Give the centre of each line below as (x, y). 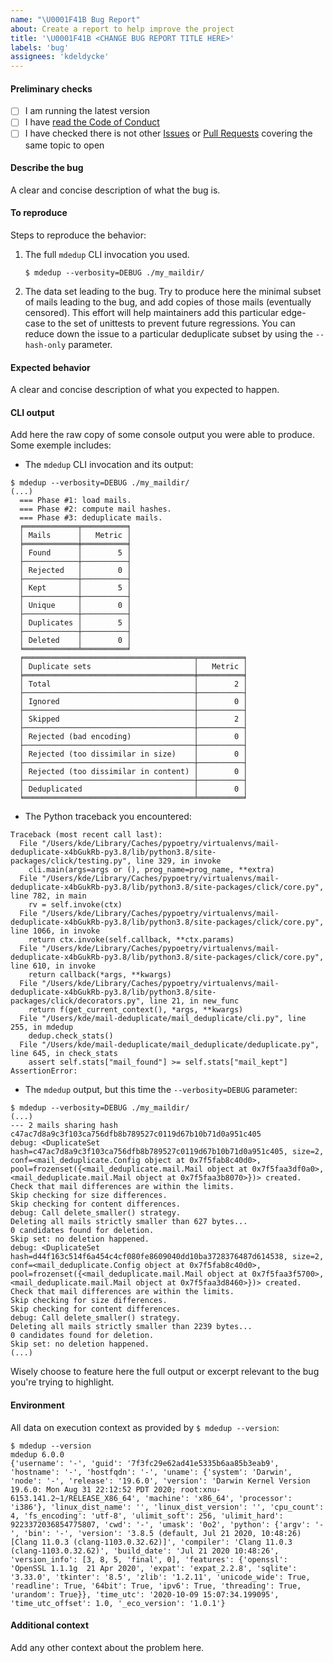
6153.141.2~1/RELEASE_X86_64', (75, 1498)
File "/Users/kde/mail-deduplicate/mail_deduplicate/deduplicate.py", (169, 1045)
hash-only (45, 345)
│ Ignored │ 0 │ (133, 702)
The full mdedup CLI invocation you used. (107, 254)
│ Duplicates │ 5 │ (75, 623)
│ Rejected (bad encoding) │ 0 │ (133, 737)
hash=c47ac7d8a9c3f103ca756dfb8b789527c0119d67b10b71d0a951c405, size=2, (167, 1152)
